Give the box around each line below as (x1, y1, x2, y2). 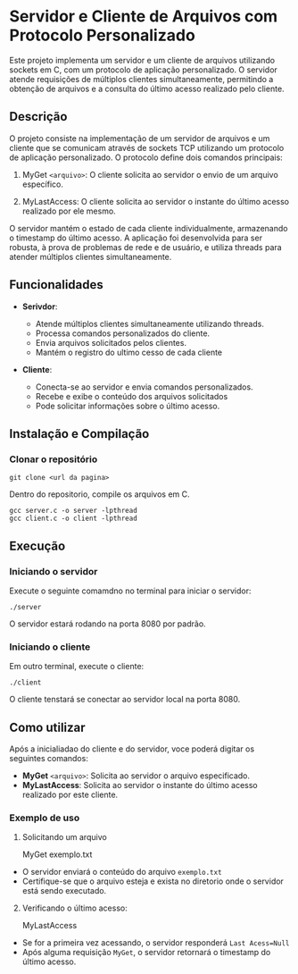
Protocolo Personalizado (9, 25, 196, 46)
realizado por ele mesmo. (21, 206, 116, 216)
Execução (9, 538, 66, 553)
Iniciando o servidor (9, 565, 98, 577)
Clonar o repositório (9, 453, 98, 466)
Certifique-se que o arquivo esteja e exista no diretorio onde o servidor (21, 876, 284, 886)
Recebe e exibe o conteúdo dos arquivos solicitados (35, 390, 228, 401)
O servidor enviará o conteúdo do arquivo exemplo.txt (21, 867, 222, 877)
